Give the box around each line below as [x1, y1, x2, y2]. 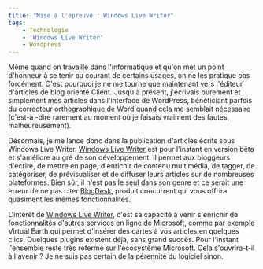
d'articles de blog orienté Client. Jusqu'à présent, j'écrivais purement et [8, 87, 242, 97]
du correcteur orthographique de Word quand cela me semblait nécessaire [8, 104, 251, 114]
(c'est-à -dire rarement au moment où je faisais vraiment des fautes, [8, 112, 230, 122]
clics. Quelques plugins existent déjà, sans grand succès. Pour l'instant [8, 235, 239, 245]
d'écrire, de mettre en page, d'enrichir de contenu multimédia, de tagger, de [8, 161, 255, 171]
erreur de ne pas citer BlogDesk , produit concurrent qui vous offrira [8, 186, 228, 196]
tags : [8, 19, 26, 27]
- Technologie [22, 26, 69, 34]
